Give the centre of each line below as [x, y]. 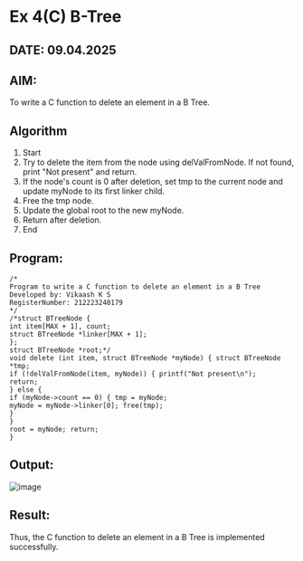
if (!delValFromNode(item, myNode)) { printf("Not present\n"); [133, 374]
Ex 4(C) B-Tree [66, 17]
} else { [26, 390]
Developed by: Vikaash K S [60, 295]
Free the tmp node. [58, 201]
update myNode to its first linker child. [94, 191]
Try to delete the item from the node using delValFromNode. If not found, [158, 162]
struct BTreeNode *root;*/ [60, 350]
